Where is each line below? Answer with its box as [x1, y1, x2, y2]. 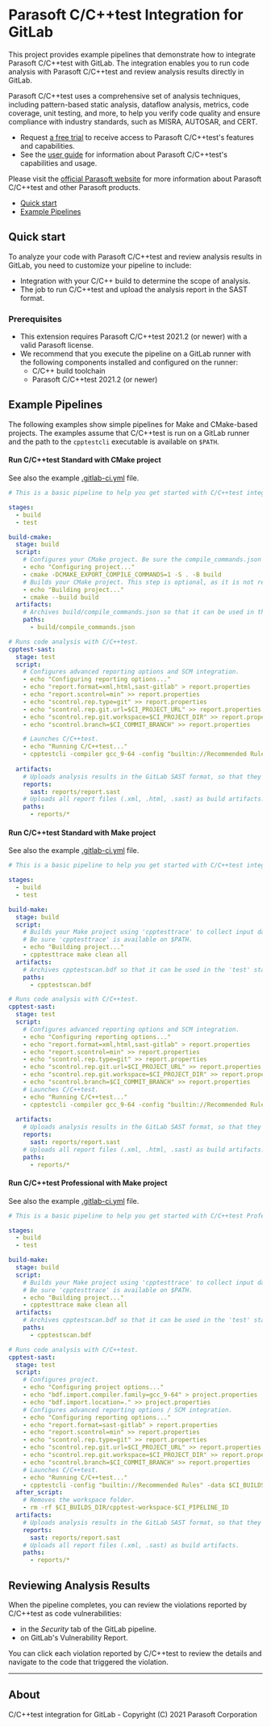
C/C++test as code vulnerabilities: [8, 1609, 123, 1619]
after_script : [15, 1488, 63, 1497]
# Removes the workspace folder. [23, 1496, 135, 1505]
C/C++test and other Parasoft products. [8, 182, 141, 192]
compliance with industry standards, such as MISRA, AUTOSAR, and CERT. [8, 116, 258, 126]
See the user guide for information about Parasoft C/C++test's [19, 150, 228, 159]
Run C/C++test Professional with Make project [8, 1178, 168, 1188]
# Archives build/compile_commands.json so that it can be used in [23, 608, 254, 616]
